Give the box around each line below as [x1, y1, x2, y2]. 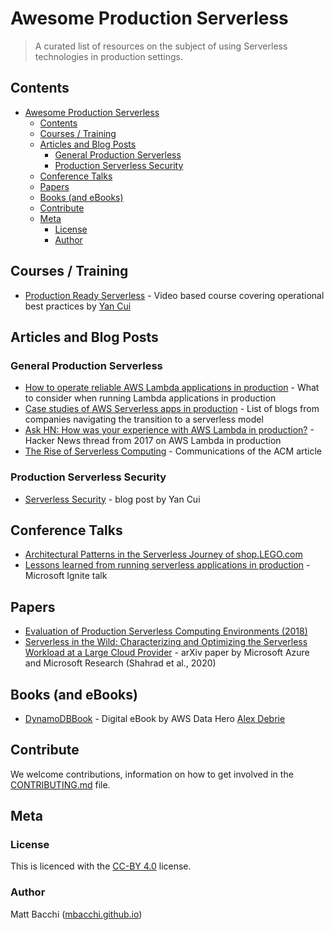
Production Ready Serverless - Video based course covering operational [24, 289, 325, 301]
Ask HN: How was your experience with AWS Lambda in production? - [24, 424, 315, 436]
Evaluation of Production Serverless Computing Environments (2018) [24, 625, 308, 637]
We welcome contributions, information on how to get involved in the [10, 768, 294, 780]
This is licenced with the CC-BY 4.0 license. [10, 860, 192, 872]
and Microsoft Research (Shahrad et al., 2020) [24, 657, 217, 669]
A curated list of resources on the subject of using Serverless [34, 40, 288, 52]
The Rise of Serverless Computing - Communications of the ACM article [24, 445, 323, 457]
